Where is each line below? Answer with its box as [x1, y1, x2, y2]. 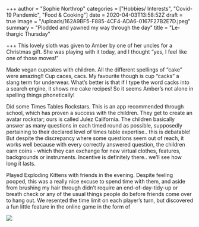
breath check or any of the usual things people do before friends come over [6, 191, 192, 197]
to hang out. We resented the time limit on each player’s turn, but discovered [6, 197, 194, 204]
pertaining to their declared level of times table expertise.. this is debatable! [6, 128, 191, 135]
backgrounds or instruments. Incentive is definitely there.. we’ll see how [6, 154, 182, 160]
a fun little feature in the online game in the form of [6, 203, 131, 210]
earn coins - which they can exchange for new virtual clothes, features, [6, 147, 181, 154]
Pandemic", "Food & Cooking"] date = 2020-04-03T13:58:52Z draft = [12, 11, 183, 18]
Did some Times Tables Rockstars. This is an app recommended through [6, 103, 184, 110]
